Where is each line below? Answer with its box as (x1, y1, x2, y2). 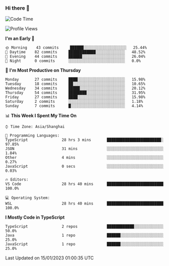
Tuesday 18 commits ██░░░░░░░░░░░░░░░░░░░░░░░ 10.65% (5, 82, 145, 87)
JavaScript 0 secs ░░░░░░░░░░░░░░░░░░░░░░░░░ (5, 164, 164, 169)
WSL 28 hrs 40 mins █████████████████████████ (5, 201, 164, 206)
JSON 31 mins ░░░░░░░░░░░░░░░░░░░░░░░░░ (5, 146, 164, 152)
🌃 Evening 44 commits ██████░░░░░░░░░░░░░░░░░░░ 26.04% (5, 54, 145, 59)
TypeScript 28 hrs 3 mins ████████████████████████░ (5, 138, 164, 143)
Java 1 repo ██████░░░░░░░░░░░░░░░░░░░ (5, 233, 164, 238)
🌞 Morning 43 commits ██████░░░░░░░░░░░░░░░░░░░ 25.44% (5, 45, 147, 50)
